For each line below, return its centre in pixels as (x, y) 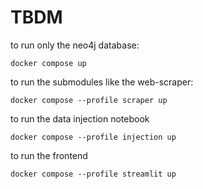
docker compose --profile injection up (93, 137)
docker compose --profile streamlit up (93, 174)
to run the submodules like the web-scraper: (102, 82)
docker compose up (48, 63)
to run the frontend (49, 155)
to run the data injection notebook (80, 118)
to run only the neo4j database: (75, 45)
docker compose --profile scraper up (89, 100)
